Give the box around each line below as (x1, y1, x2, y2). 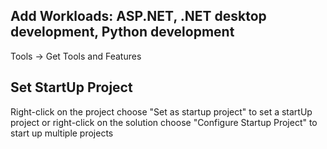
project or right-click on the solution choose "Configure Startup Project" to (10, 116, 318, 128)
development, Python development (10, 24, 235, 41)
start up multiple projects (10, 127, 114, 139)
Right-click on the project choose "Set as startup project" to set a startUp (10, 105, 313, 118)
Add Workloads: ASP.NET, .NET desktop (10, 8, 267, 25)
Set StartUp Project (10, 79, 133, 96)
